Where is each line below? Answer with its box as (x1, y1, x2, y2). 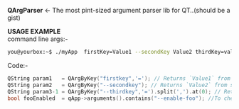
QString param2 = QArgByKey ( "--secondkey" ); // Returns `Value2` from (7, 81, 228, 88)
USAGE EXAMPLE (7, 28, 61, 35)
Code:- (7, 61, 28, 69)
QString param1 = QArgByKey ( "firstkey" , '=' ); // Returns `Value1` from (7, 74, 231, 82)
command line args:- (7, 35, 69, 43)
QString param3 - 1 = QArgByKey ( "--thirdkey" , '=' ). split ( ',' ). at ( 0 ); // (7, 88, 221, 95)
